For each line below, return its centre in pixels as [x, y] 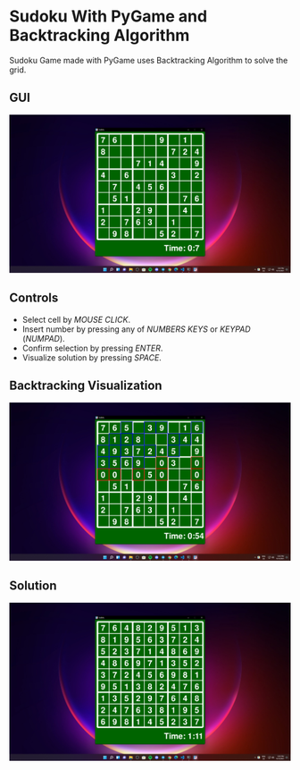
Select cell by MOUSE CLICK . [76, 319]
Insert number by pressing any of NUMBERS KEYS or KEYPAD [137, 329]
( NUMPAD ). [43, 338]
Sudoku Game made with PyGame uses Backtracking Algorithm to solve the [149, 60]
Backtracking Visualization [86, 386]
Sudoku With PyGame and [108, 17]
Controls [34, 298]
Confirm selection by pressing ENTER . [92, 348]
